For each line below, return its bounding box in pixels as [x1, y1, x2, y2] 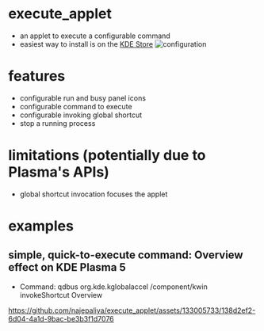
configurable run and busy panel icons [19, 93, 147, 103]
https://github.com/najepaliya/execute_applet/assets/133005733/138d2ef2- [8, 306, 256, 315]
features [8, 67, 66, 86]
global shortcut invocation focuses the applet [19, 189, 168, 199]
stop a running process [19, 118, 96, 127]
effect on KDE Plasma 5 [8, 261, 126, 274]
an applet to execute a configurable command [19, 31, 170, 40]
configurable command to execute [19, 101, 132, 111]
